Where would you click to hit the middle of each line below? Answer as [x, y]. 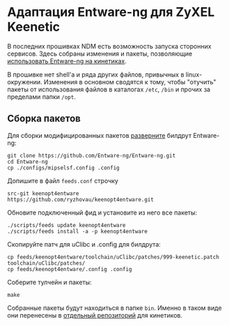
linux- [194, 75]
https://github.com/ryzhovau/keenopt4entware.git [81, 199]
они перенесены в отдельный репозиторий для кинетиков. [95, 315]
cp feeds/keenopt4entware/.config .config [70, 269]
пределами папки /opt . [42, 96]
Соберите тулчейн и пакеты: [49, 282]
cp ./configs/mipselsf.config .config [63, 168]
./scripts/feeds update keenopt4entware [67, 225]
